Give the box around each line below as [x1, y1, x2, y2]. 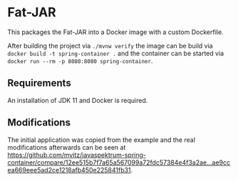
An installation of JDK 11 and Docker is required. [7, 96, 148, 104]
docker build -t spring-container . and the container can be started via [7, 49, 224, 57]
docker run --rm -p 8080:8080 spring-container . [7, 56, 153, 65]
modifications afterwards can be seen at [7, 143, 126, 151]
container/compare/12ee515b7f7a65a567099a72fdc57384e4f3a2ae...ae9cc [7, 158, 231, 167]
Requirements [7, 77, 71, 89]
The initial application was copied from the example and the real [7, 136, 196, 144]
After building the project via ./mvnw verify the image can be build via [7, 41, 213, 50]
